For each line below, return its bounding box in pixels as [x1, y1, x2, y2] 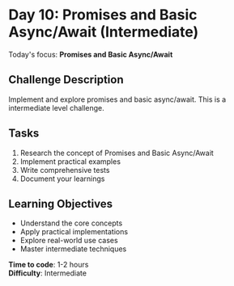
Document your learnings [19, 174, 105, 183]
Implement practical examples [19, 156, 121, 166]
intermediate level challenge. [8, 103, 105, 112]
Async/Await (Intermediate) [8, 23, 199, 41]
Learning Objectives [8, 196, 113, 211]
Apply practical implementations [19, 227, 128, 237]
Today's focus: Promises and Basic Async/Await [8, 49, 173, 59]
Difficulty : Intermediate [8, 268, 87, 278]
